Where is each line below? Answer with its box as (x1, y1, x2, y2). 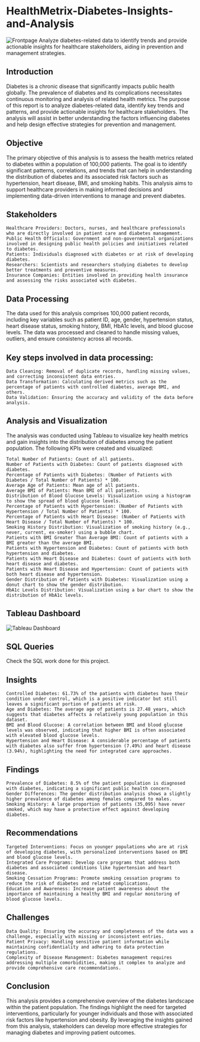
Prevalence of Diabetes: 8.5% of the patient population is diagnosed (6, 781, 186, 787)
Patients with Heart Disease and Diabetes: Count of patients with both (6, 555, 191, 562)
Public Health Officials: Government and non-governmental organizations (6, 236, 194, 242)
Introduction (6, 67, 54, 77)
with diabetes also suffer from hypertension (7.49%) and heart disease (6, 743, 191, 749)
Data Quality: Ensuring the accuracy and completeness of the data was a (6, 928, 194, 934)
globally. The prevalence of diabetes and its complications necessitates (6, 89, 182, 96)
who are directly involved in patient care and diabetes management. (6, 230, 183, 237)
